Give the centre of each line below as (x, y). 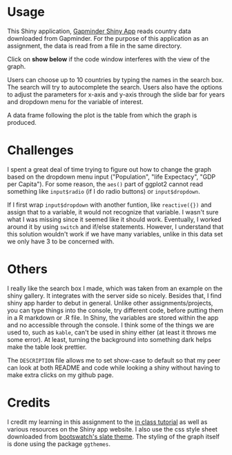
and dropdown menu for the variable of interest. (75, 101)
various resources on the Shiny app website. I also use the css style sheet (112, 429)
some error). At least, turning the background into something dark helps (109, 339)
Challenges (40, 151)
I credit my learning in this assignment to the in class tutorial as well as (107, 422)
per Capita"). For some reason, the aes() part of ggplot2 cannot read (105, 184)
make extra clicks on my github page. (60, 375)
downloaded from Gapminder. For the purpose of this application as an (108, 38)
